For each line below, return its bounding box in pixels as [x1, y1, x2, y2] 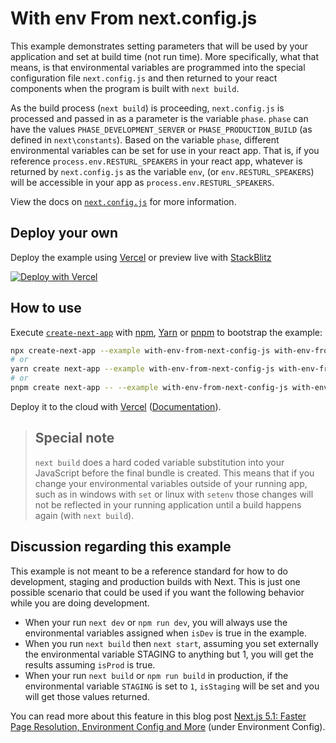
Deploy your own [10, 225, 118, 242]
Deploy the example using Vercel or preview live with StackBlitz [10, 251, 272, 263]
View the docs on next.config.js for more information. [10, 195, 237, 207]
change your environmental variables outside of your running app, [34, 477, 308, 489]
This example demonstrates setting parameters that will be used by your [10, 40, 309, 52]
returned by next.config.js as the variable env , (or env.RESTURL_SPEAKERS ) [10, 165, 315, 177]
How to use [10, 300, 82, 317]
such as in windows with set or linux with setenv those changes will [34, 488, 314, 500]
